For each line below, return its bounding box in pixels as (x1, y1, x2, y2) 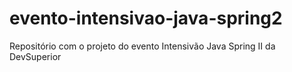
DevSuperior (9, 50, 62, 62)
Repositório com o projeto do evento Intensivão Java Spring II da (9, 40, 276, 52)
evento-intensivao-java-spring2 (9, 7, 283, 30)
